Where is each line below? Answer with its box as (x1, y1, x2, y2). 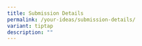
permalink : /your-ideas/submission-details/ (7, 16, 136, 23)
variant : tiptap (7, 22, 53, 29)
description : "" (7, 28, 53, 36)
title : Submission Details (7, 9, 84, 17)
